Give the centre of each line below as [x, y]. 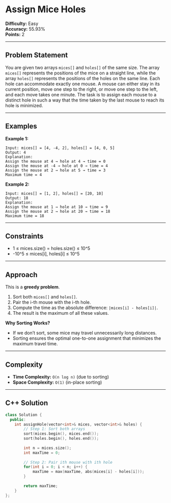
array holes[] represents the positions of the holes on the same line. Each [83, 78]
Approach [21, 275]
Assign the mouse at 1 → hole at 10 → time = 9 [57, 207]
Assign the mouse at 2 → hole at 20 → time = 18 [58, 211]
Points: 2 [15, 34]
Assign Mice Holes [46, 9]
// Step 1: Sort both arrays [54, 429]
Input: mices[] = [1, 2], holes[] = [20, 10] [54, 193]
